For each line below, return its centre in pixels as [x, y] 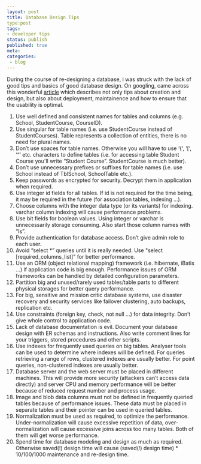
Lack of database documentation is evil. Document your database [97, 327]
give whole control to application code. [63, 320]
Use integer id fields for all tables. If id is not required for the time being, [104, 193]
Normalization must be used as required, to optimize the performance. [102, 416]
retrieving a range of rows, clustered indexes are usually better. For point [105, 358]
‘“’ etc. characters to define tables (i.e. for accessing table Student [97, 154]
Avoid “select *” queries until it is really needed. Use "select [89, 250]
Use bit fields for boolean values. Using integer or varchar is [89, 218]
